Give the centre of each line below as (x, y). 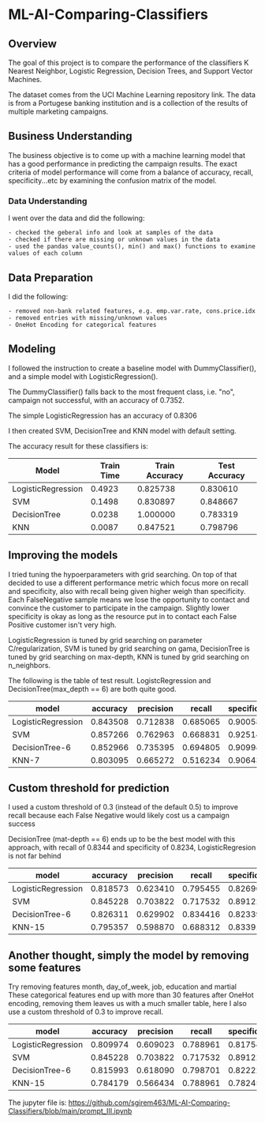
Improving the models (63, 556)
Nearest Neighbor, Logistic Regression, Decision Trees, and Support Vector (131, 71)
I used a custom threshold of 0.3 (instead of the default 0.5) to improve (123, 807)
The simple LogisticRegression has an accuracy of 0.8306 (103, 415)
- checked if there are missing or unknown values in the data (114, 240)
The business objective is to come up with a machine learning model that (127, 155)
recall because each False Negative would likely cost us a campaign (119, 816)
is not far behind (35, 856)
